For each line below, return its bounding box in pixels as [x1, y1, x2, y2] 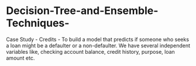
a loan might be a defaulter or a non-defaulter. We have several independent [6, 42, 191, 49]
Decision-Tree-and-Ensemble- [6, 4, 159, 18]
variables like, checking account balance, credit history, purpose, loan [6, 48, 176, 55]
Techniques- [6, 16, 70, 30]
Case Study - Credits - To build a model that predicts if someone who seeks [6, 36, 189, 43]
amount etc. [6, 54, 35, 61]
